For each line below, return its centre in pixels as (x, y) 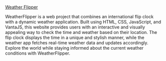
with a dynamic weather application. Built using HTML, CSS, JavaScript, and (83, 22)
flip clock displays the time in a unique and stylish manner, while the (75, 37)
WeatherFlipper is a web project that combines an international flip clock (80, 16)
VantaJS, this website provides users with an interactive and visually (75, 27)
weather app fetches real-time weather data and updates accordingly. (77, 43)
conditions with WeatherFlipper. (38, 53)
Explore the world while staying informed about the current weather (75, 48)
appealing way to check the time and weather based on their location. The (81, 32)
